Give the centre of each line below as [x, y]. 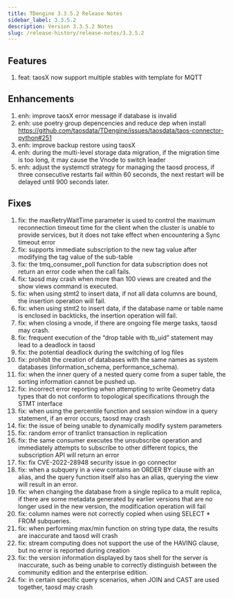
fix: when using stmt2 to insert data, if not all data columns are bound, [118, 293]
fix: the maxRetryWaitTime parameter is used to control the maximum [116, 220]
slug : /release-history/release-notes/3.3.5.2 [76, 33]
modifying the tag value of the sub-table [75, 257]
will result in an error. [48, 484]
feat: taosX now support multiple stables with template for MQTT [110, 77]
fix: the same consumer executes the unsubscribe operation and [110, 440]
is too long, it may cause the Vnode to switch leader [92, 160]
